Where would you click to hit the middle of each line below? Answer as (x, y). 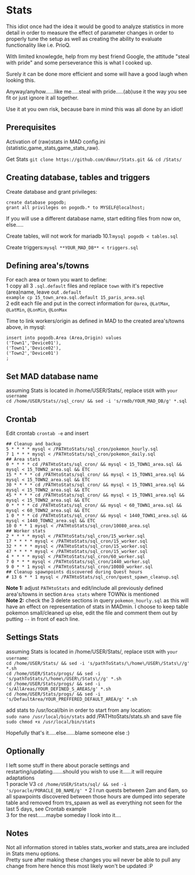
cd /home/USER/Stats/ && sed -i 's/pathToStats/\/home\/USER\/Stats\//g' (98, 663)
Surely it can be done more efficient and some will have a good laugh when (97, 74)
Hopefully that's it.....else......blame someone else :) (68, 733)
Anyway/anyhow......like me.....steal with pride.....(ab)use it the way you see (97, 91)
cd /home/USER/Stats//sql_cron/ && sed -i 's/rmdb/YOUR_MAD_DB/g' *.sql (97, 402)
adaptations (20, 778)
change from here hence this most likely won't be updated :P (80, 866)
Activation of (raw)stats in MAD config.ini (56, 142)
